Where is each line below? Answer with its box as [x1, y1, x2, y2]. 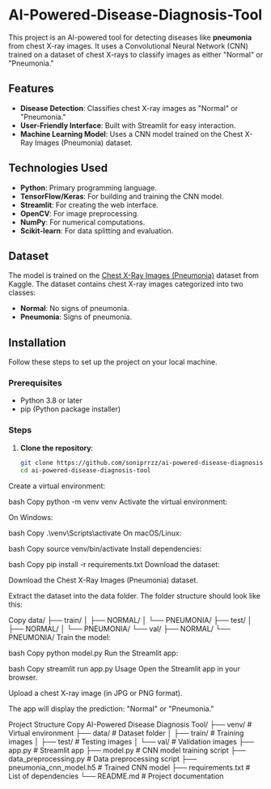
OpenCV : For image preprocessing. [19, 208, 139, 218]
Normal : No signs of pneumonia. [19, 304, 129, 313]
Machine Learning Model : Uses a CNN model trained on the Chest [19, 129, 243, 139]
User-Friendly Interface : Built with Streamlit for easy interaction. [19, 120, 236, 130]
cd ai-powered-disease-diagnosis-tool [19, 466, 151, 475]
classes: [8, 288, 36, 297]
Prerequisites [8, 377, 62, 389]
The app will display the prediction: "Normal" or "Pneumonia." [8, 703, 214, 714]
